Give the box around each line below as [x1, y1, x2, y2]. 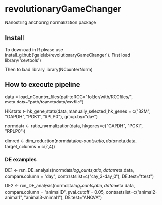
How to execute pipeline [5, 81, 80, 89]
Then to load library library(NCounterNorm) [5, 66, 93, 72]
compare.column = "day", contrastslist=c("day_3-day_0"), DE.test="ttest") [5, 173, 154, 179]
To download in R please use [5, 46, 63, 52]
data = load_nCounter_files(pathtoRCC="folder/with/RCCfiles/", [5, 94, 133, 100]
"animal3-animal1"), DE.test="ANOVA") [24, 194, 102, 201]
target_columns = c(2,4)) [5, 144, 55, 150]
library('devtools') [5, 57, 41, 63]
